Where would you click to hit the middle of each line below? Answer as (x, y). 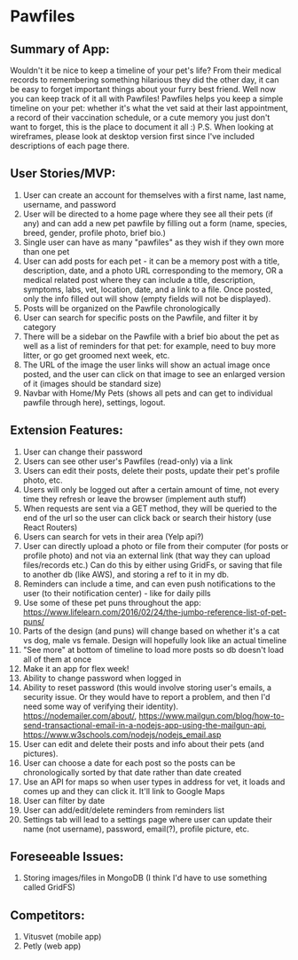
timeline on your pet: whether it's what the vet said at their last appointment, (149, 108)
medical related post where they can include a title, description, (139, 279)
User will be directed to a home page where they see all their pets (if (148, 214)
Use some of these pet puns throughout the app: (112, 602)
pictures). (40, 753)
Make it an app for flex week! (76, 668)
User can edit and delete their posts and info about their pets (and (144, 744)
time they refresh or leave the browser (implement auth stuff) (134, 499)
